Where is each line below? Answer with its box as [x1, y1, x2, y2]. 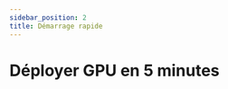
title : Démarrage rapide [9, 22, 103, 31]
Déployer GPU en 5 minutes [9, 60, 220, 81]
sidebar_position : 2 [9, 13, 88, 22]
